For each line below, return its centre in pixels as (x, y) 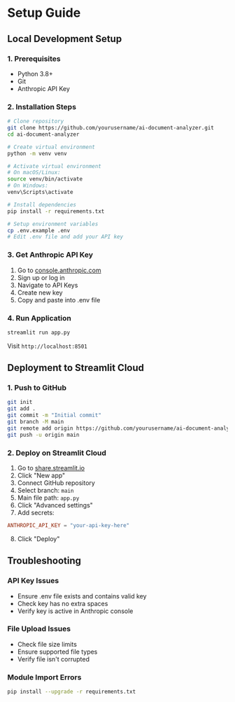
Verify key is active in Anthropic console (75, 611)
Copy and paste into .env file (59, 300)
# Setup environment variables (53, 224)
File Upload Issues (39, 629)
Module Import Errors (44, 677)
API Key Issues (33, 581)
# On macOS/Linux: (34, 173)
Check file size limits (47, 644)
